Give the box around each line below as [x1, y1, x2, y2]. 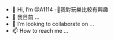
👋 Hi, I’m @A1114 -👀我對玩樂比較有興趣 [12, 6, 109, 13]
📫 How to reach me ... [12, 27, 69, 34]
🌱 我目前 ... [12, 13, 39, 21]
